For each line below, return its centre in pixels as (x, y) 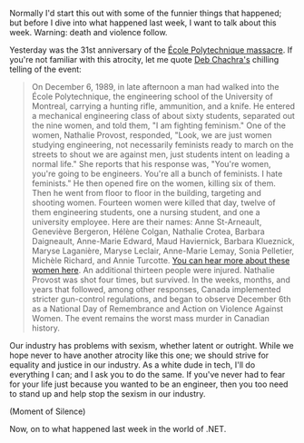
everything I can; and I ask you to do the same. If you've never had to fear (147, 374)
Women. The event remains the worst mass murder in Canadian (151, 318)
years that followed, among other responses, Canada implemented (156, 289)
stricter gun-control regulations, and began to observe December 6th (161, 299)
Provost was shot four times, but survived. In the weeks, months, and (161, 280)
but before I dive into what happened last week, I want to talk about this (143, 23)
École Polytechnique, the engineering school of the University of (152, 96)
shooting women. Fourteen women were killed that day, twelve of (153, 202)
